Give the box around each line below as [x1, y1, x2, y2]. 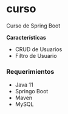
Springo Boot [15, 88, 49, 95]
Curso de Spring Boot [6, 22, 61, 29]
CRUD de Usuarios [15, 45, 63, 53]
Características [6, 34, 47, 41]
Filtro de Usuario [15, 52, 57, 59]
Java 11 [15, 81, 33, 88]
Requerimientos [6, 67, 55, 76]
